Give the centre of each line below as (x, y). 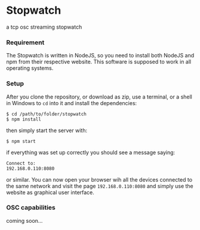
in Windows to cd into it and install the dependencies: (72, 103)
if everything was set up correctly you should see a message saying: (91, 152)
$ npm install (24, 119)
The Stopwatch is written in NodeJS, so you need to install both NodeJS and (100, 56)
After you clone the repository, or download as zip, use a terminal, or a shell (99, 97)
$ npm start (21, 141)
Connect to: (21, 163)
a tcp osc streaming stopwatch (44, 27)
